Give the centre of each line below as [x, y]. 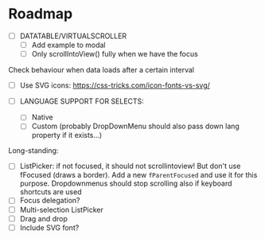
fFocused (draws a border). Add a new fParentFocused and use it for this [138, 175]
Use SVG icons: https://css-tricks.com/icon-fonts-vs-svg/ [115, 85]
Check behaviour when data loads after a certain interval [101, 70]
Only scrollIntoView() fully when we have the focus [115, 54]
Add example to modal [68, 45]
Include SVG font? [49, 227]
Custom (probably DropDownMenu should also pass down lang [136, 126]
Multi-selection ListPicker [61, 210]
